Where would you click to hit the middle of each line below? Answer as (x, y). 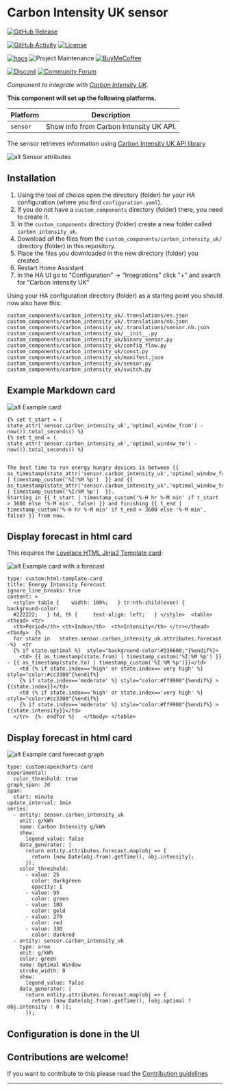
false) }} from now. (37, 516)
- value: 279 (44, 917)
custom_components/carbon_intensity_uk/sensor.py (79, 363)
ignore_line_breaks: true (44, 591)
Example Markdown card (61, 391)
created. (29, 260)
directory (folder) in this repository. (66, 245)
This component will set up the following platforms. (82, 98)
